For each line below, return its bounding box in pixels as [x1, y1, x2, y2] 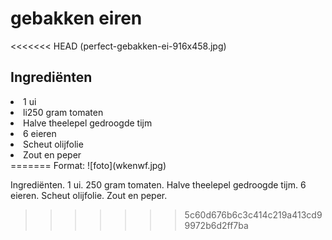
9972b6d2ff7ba [184, 219, 249, 231]
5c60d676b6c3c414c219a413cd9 [184, 208, 323, 221]
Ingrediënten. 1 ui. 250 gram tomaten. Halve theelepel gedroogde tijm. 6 [10, 178, 307, 191]
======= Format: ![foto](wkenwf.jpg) [10, 159, 167, 171]
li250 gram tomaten [23, 106, 104, 118]
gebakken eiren [10, 7, 143, 30]
